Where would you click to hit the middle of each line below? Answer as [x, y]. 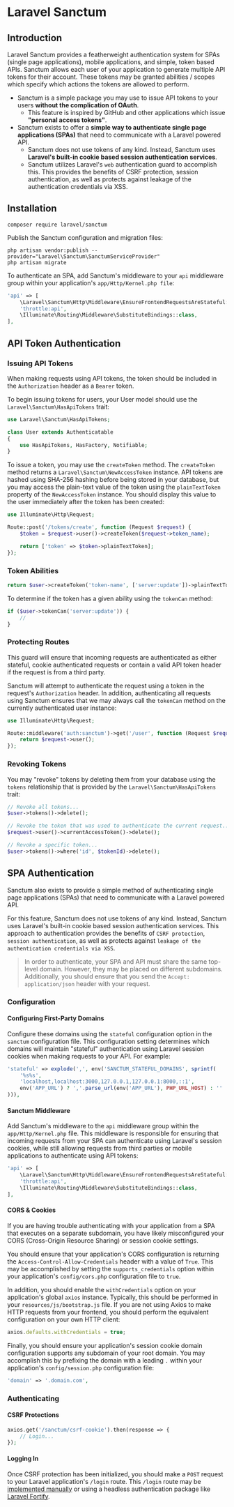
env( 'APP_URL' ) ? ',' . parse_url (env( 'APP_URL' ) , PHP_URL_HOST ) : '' [121, 1089]
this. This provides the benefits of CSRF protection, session [113, 172]
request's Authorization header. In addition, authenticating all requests [109, 693]
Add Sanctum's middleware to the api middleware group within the [103, 1126]
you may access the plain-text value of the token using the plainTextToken [114, 487]
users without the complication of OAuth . [78, 105]
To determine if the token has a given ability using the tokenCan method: [110, 598]
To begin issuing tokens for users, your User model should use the [103, 399]
